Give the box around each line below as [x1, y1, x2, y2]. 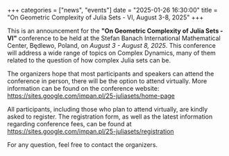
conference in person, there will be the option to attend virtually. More [7, 77, 207, 85]
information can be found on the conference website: [7, 85, 160, 92]
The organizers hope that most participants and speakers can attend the [7, 69, 214, 78]
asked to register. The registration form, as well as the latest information [7, 112, 213, 121]
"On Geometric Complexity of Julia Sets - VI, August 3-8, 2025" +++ [7, 13, 204, 21]
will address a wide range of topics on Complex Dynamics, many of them [7, 49, 217, 57]
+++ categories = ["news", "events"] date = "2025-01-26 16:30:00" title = [7, 6, 218, 14]
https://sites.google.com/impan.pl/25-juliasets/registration [7, 128, 175, 135]
